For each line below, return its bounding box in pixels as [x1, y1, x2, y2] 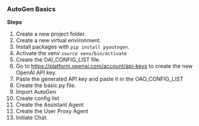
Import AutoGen [15, 88, 57, 96]
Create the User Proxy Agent [15, 108, 89, 115]
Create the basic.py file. [15, 82, 76, 89]
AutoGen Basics [7, 5, 56, 13]
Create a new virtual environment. [15, 37, 101, 44]
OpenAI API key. [15, 69, 57, 76]
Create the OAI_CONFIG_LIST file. [15, 56, 101, 64]
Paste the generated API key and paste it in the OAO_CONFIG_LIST [15, 75, 184, 83]
